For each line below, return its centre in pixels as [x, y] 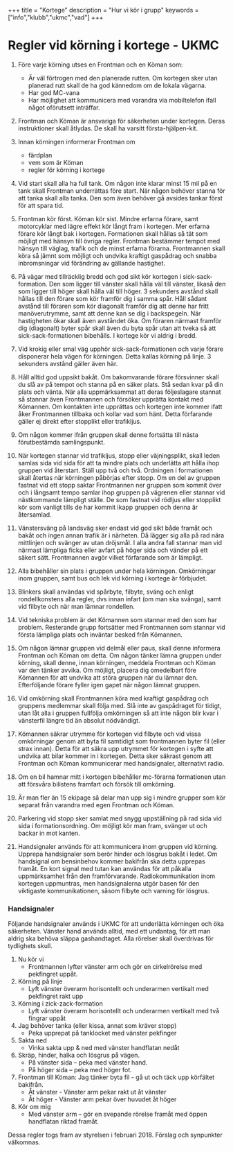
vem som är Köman [56, 162]
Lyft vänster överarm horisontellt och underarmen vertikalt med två [124, 1011]
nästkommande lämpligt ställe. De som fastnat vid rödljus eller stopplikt [119, 499]
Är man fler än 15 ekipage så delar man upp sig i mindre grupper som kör [122, 798]
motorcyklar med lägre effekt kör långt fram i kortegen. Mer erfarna [114, 226]
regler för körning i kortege [67, 170]
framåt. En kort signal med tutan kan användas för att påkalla [104, 868]
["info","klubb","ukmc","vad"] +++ [56, 17]
